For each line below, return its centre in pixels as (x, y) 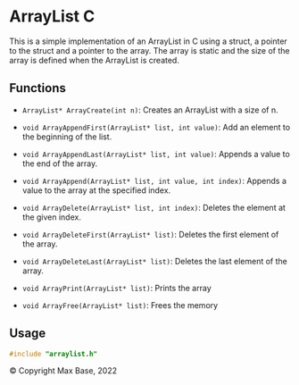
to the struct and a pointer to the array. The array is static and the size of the (149, 50)
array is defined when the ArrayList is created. (95, 60)
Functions (38, 88)
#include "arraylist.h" (54, 354)
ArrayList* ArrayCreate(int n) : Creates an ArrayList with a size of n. (150, 110)
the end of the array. (60, 163)
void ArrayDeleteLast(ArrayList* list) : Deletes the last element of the (154, 261)
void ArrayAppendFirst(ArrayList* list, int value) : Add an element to (156, 127)
